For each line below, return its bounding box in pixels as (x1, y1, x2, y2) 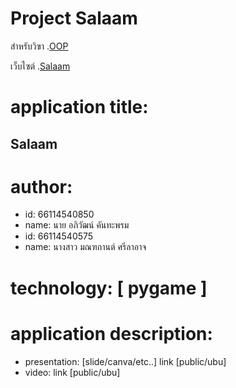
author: (10, 175, 73, 198)
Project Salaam (10, 7, 138, 30)
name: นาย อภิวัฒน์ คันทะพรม (24, 219, 130, 231)
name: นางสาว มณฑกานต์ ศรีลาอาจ (24, 241, 147, 253)
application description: (10, 322, 213, 345)
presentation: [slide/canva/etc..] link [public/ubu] (24, 355, 227, 367)
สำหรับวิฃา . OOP (10, 40, 69, 52)
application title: (10, 96, 149, 119)
